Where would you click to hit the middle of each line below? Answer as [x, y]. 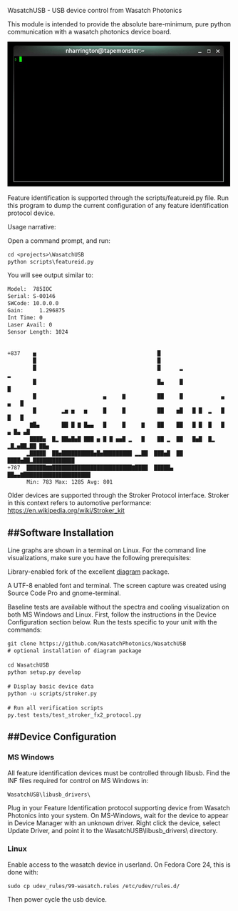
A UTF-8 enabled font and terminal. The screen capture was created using [117, 585]
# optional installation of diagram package [74, 651]
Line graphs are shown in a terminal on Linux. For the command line [107, 550]
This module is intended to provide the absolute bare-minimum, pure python [119, 24]
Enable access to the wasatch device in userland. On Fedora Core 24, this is [119, 865]
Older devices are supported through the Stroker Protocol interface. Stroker [118, 495]
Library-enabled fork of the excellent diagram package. [88, 572]
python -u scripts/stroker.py [52, 693]
